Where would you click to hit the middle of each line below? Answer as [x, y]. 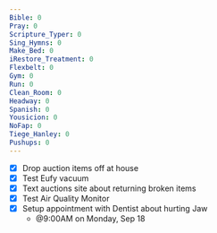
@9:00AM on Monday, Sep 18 [90, 219]
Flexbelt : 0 [31, 68]
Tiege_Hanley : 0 [39, 134]
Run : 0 [21, 84]
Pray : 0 [24, 26]
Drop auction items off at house [80, 168]
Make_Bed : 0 [31, 51]
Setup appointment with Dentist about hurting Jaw [115, 208]
